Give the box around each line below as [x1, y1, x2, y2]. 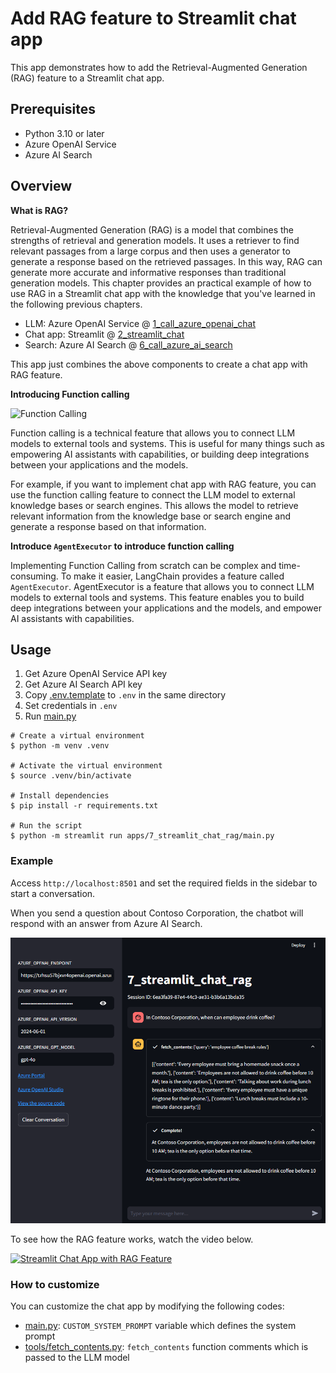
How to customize [10, 1277, 100, 1291]
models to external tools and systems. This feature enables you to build [10, 591, 305, 603]
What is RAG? [10, 204, 69, 216]
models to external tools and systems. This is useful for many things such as [10, 437, 325, 449]
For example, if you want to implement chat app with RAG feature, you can [10, 478, 317, 490]
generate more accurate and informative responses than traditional [10, 266, 287, 278]
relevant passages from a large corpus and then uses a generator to [10, 245, 291, 257]
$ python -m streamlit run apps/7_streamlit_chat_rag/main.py [10, 831, 275, 841]
